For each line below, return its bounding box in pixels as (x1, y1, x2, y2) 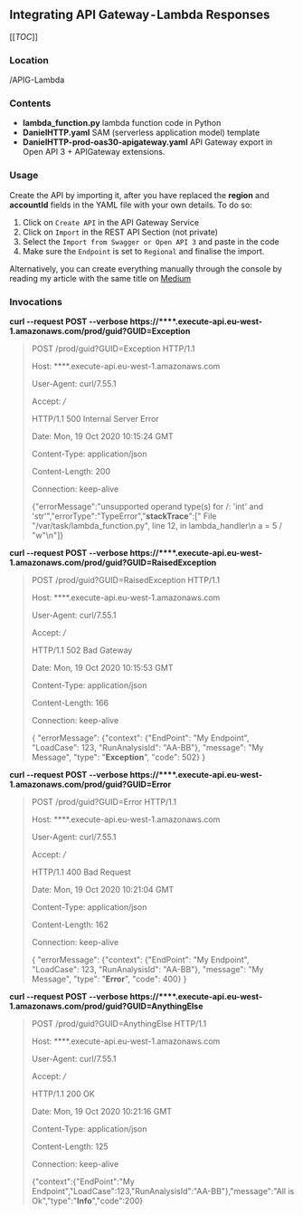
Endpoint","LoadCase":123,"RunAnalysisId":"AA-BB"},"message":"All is (31, 1186, 295, 1196)
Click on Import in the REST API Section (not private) (22, 226, 219, 237)
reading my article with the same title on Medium (9, 273, 192, 283)
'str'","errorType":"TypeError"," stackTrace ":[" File (31, 511, 217, 521)
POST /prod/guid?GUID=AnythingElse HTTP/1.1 (31, 1019, 207, 1028)
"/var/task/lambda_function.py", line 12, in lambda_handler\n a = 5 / (31, 521, 282, 531)
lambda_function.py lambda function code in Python (22, 118, 222, 129)
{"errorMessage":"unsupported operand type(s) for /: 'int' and (31, 502, 264, 512)
